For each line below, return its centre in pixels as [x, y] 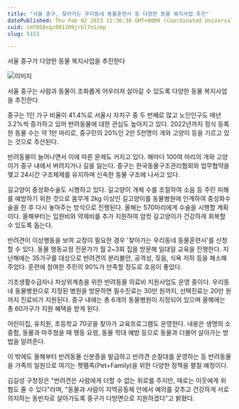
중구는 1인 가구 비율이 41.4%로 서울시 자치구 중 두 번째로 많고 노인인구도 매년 [115, 115]
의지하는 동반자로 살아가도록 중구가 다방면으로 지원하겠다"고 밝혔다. [101, 398]
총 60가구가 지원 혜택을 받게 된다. [54, 309]
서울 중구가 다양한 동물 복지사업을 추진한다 [67, 61]
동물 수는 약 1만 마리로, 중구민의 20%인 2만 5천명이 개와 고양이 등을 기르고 [118, 133]
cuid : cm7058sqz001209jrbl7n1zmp [57, 27]
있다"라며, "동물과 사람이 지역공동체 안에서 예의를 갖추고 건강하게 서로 [132, 389]
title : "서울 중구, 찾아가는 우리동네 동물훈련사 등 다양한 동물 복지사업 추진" [108, 14]
